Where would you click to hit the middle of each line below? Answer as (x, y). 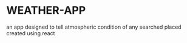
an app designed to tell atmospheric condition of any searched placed (94, 27)
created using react (31, 33)
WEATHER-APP (46, 10)
